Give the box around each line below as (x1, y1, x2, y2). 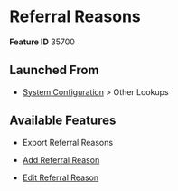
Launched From (9, 62, 99, 78)
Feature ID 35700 (9, 36, 75, 47)
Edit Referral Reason (22, 172, 99, 183)
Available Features (9, 113, 117, 129)
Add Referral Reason (22, 154, 100, 165)
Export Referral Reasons (22, 137, 114, 148)
